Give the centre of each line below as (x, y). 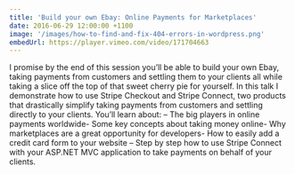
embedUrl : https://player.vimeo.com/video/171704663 (109, 42)
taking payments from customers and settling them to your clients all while (146, 77)
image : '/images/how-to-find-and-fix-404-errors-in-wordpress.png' (137, 34)
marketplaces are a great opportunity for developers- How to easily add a (144, 133)
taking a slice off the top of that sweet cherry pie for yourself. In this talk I (144, 86)
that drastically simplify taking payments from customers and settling (136, 105)
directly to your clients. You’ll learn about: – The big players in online (135, 115)
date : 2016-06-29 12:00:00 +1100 (71, 26)
